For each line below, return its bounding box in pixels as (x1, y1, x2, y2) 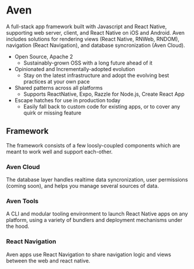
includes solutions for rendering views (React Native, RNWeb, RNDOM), (6, 35, 180, 42)
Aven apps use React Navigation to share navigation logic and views (6, 251, 172, 258)
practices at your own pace (23, 78, 90, 85)
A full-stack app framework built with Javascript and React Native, (6, 23, 167, 30)
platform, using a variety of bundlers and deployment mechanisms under (6, 217, 183, 224)
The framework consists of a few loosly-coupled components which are (6, 142, 180, 149)
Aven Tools (6, 197, 39, 205)
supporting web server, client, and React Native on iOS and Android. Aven (6, 29, 185, 36)
